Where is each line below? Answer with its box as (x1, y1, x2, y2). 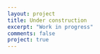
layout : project (7, 10, 55, 18)
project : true (7, 36, 50, 43)
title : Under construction (7, 17, 87, 24)
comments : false (7, 29, 55, 37)
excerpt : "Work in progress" (7, 23, 94, 30)
